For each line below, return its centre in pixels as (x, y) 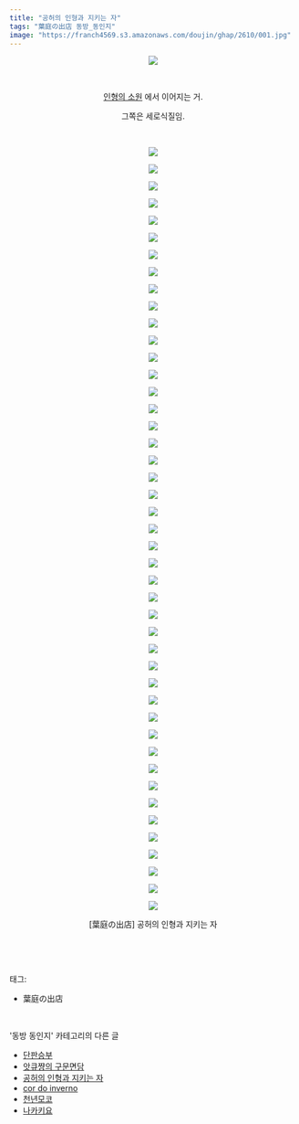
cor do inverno (50, 1088)
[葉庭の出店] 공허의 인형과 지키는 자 (153, 925)
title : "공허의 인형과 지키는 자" (65, 18)
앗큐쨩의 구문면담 (53, 1066)
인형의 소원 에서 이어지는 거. (153, 97)
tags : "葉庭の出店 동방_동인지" (62, 27)
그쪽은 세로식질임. (153, 116)
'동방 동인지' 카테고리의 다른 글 (64, 1036)
